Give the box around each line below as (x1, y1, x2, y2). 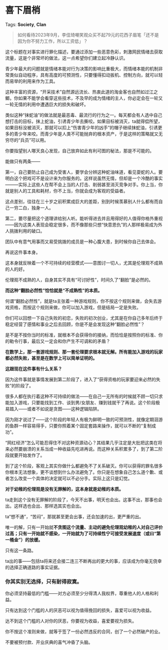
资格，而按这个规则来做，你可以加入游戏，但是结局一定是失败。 (9, 304, 141, 310)
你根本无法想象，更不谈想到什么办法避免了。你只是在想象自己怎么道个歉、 (5, 469, 158, 475)
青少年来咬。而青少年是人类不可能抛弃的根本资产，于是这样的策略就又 (13, 131, 158, 137)
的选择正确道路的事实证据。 (5, 564, 62, 570)
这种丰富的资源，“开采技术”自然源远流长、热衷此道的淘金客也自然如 (5, 89, 145, 95)
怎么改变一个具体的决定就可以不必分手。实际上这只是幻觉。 (9, 475, 132, 481)
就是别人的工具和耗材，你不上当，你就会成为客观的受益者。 (5, 187, 128, 193)
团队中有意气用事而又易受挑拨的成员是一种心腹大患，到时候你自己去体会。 (5, 239, 158, 245)
